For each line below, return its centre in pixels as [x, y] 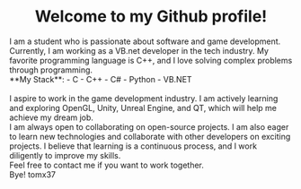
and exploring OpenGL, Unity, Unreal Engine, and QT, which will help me [143, 107]
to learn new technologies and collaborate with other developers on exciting [150, 136]
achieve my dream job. [52, 117]
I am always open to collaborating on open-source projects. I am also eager [149, 126]
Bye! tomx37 [33, 174]
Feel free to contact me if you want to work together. [107, 165]
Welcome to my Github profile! [151, 17]
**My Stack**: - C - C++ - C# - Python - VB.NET [101, 79]
